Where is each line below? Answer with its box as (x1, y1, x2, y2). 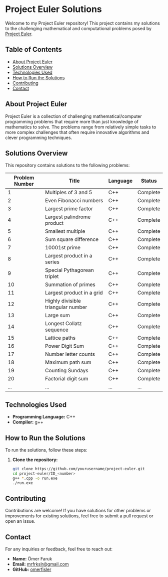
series (44, 258, 60, 265)
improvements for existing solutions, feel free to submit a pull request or (5, 513, 153, 519)
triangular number (44, 304, 87, 311)
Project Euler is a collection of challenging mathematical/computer (5, 113, 142, 119)
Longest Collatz (44, 320, 82, 327)
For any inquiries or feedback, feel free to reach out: (5, 546, 113, 552)
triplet (44, 273, 59, 280)
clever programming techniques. (5, 134, 72, 140)
